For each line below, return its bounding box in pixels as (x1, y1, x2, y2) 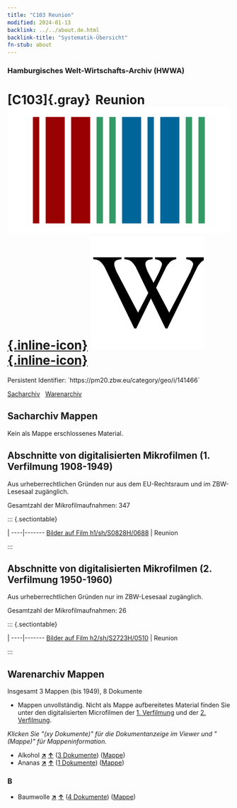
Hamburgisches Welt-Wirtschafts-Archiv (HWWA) (7, 66, 185, 76)
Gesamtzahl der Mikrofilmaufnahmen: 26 (7, 606, 127, 615)
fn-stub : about (7, 41, 52, 49)
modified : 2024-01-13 (7, 18, 71, 26)
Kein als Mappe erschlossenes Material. (7, 429, 124, 437)
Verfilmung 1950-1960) (7, 574, 113, 586)
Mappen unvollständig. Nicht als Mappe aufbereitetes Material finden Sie (17, 701, 231, 709)
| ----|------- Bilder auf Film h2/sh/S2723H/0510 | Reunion (7, 634, 178, 643)
